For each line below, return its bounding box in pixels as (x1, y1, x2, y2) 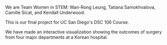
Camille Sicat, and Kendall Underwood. (5, 9, 86, 15)
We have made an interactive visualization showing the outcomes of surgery (5, 29, 162, 34)
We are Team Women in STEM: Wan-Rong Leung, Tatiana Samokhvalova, (5, 4, 156, 10)
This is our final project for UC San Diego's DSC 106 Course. (5, 19, 129, 25)
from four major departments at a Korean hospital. (5, 34, 108, 40)
